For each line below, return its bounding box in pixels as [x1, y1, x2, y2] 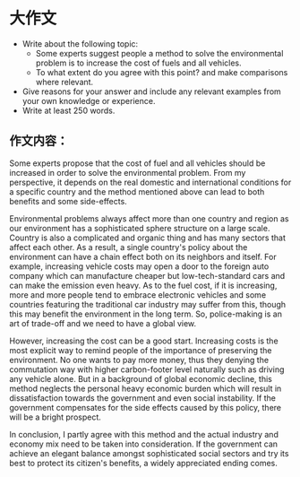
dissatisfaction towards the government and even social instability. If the [9, 392, 276, 403]
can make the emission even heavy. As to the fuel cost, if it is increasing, [9, 280, 278, 291]
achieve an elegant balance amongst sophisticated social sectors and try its [9, 447, 289, 458]
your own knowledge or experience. [21, 95, 156, 106]
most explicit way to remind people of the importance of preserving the [9, 344, 272, 355]
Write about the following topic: [21, 38, 139, 49]
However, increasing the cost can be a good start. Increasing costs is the [9, 335, 279, 346]
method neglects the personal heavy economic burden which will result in [9, 383, 282, 394]
